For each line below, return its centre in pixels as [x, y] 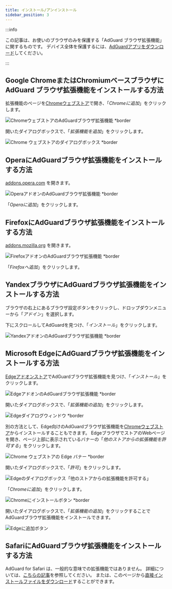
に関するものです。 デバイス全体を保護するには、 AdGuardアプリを [76, 46]
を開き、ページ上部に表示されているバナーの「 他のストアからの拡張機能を [84, 439]
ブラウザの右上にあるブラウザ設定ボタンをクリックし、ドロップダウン [79, 307]
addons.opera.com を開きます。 [39, 183]
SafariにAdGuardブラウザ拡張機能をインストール [83, 546]
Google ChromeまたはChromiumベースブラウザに [85, 80]
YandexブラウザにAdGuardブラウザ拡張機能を [79, 285]
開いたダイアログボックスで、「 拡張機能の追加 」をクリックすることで [78, 511]
